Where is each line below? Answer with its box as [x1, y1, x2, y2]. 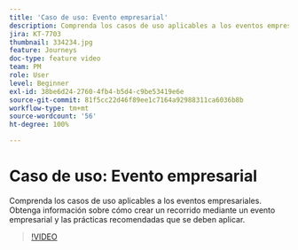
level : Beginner [9, 79, 69, 88]
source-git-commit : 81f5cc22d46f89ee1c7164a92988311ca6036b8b [9, 95, 244, 105]
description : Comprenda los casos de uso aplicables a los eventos [9, 21, 264, 30]
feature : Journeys [9, 46, 77, 55]
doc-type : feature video [9, 54, 101, 63]
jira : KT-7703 [9, 29, 62, 38]
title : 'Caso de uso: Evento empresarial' [9, 12, 169, 22]
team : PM [9, 63, 42, 72]
